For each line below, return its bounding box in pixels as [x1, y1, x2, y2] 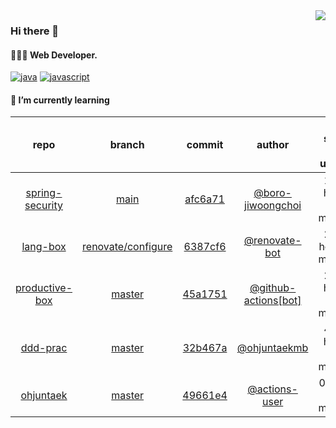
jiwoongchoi [244, 199, 302, 213]
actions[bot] [243, 294, 302, 308]
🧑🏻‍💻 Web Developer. [10, 49, 98, 61]
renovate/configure [82, 240, 173, 254]
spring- [25, 186, 63, 200]
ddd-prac [20, 341, 68, 355]
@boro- [253, 186, 292, 200]
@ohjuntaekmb [236, 341, 309, 355]
